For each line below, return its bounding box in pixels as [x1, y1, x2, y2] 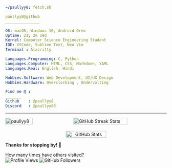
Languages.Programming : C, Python [5, 56, 79, 61]
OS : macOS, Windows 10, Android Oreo [5, 28, 86, 33]
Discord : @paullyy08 [5, 103, 56, 109]
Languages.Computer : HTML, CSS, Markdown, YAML [5, 61, 109, 66]
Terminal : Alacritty [5, 47, 52, 52]
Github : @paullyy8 [5, 99, 54, 104]
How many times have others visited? [5, 152, 84, 158]
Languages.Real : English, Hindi [5, 66, 74, 71]
